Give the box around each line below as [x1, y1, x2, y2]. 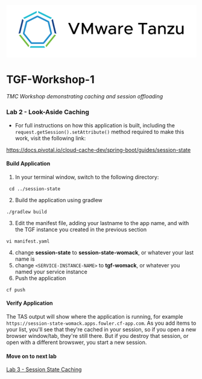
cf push [6, 287, 26, 293]
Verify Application [6, 299, 53, 307]
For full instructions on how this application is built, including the [14, 121, 175, 129]
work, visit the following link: [14, 135, 86, 142]
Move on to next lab [6, 352, 57, 360]
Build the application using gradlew [14, 196, 103, 203]
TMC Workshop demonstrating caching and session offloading [6, 93, 163, 100]
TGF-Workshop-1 [6, 73, 95, 86]
